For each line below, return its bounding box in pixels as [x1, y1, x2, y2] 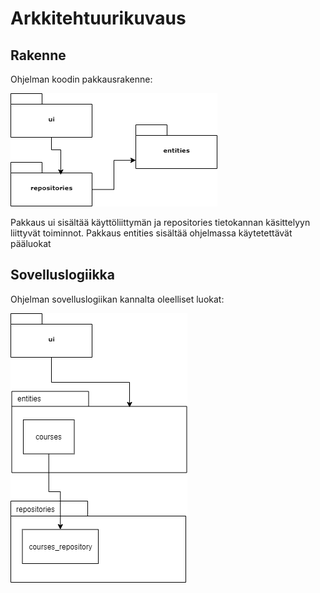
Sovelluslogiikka [10, 267, 115, 284]
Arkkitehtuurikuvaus [10, 7, 187, 30]
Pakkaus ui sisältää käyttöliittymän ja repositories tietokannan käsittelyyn [10, 217, 311, 228]
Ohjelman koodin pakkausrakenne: [10, 73, 153, 85]
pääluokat [10, 238, 52, 249]
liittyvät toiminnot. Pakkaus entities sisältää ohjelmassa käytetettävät [10, 227, 293, 239]
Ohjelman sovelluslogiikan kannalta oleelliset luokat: [10, 293, 225, 305]
